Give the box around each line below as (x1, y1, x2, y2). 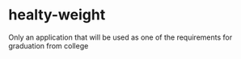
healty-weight (8, 6, 106, 24)
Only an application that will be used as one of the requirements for (8, 32, 233, 42)
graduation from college (8, 40, 89, 50)
